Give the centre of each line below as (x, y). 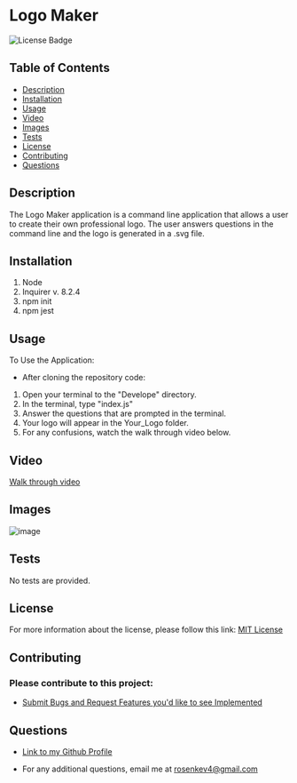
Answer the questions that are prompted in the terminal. (124, 413)
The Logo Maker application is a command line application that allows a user (149, 214)
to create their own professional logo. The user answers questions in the (141, 224)
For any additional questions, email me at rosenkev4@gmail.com (140, 769)
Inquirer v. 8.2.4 (51, 292)
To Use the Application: (52, 360)
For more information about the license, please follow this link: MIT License (146, 630)
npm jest (38, 311)
